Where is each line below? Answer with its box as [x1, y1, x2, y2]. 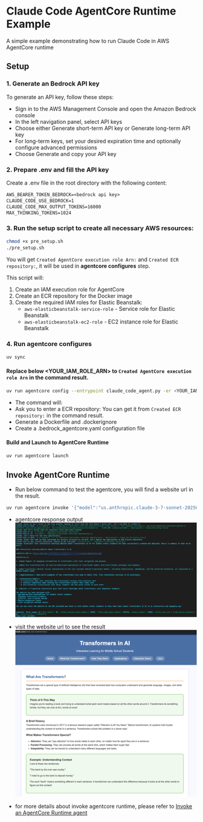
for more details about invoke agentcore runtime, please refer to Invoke [14, 803, 192, 810]
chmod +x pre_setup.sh [6, 239, 63, 245]
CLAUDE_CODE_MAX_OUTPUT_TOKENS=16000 [6, 203, 101, 210]
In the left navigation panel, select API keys [14, 118, 123, 125]
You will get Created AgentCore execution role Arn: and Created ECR [6, 256, 179, 263]
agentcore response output [14, 515, 83, 523]
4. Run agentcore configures [6, 339, 92, 348]
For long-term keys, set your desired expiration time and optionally [14, 137, 181, 144]
